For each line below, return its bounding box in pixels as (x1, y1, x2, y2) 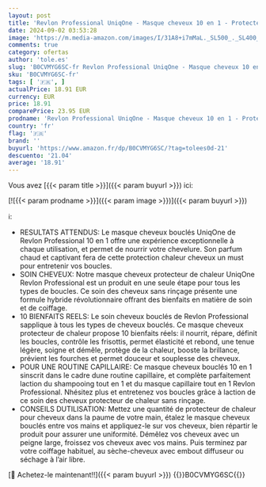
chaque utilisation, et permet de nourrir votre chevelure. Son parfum (19, 245, 243, 254)
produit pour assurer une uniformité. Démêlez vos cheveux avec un (19, 429, 240, 439)
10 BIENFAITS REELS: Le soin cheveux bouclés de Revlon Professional (19, 312, 249, 321)
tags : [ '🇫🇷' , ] (8, 78, 66, 86)
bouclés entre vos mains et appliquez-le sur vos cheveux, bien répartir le (19, 421, 258, 431)
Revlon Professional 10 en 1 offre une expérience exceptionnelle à (19, 236, 234, 245)
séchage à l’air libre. (19, 455, 85, 464)
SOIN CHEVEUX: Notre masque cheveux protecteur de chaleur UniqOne (19, 270, 256, 280)
